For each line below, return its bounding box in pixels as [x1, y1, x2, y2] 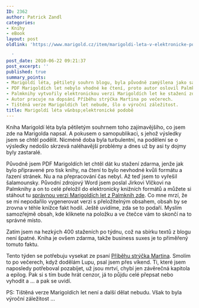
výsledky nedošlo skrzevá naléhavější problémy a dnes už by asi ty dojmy [6, 142, 187, 150]
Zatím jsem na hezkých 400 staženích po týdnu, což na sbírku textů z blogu [6, 228, 191, 235]
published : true [6, 69, 46, 74]
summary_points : [6, 74, 46, 80]
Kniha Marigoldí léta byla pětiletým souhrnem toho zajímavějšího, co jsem [6, 124, 185, 131]
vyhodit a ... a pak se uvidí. [6, 277, 72, 284]
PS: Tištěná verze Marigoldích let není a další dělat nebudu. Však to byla [6, 288, 182, 296]
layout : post [6, 36, 38, 42]
